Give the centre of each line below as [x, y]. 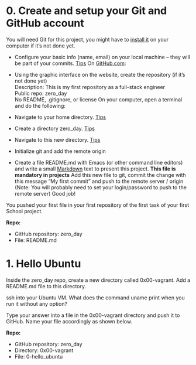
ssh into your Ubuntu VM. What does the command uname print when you [96, 298]
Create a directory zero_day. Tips [55, 128]
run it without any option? [37, 303]
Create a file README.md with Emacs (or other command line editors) [99, 162]
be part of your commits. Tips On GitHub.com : [70, 63]
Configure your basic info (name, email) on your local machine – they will [102, 57]
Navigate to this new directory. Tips [57, 139]
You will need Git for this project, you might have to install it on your [87, 39]
